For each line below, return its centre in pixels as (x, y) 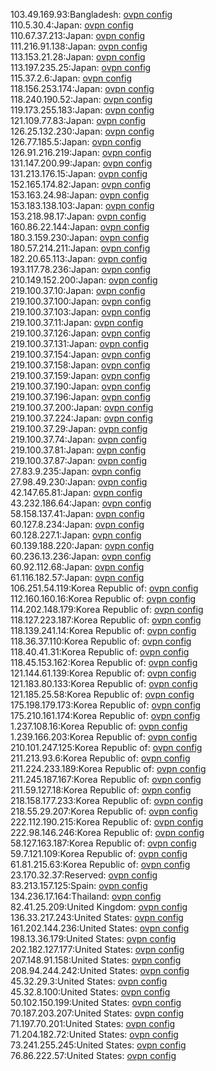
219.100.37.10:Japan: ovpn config (78, 290)
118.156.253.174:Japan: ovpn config (82, 88)
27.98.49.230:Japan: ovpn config (79, 482)
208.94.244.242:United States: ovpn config (100, 970)
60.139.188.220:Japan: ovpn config (82, 545)
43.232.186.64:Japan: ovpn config (81, 503)
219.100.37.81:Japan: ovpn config (78, 450)
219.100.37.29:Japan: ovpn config (79, 428)
